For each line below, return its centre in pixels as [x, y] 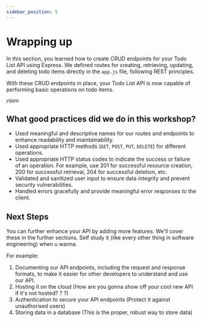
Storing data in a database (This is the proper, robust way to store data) [104, 312]
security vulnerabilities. [44, 185]
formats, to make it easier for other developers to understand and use [101, 274]
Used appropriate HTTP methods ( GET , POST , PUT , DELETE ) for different [100, 146]
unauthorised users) [40, 306]
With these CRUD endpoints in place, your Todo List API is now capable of [99, 83]
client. [23, 198]
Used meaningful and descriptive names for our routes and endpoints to [105, 134]
